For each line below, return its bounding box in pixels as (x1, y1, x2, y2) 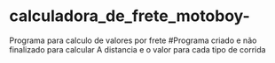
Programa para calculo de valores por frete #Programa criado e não (9, 35, 257, 45)
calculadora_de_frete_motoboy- (9, 6, 250, 26)
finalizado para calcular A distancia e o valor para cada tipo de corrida (9, 44, 266, 54)
